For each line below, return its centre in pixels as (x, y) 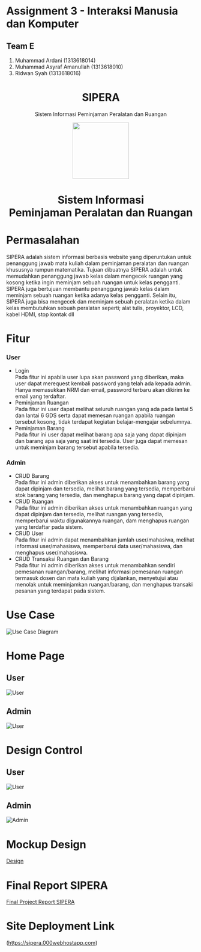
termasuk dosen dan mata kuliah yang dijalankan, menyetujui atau (96, 578)
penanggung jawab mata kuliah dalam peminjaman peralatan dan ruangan (97, 263)
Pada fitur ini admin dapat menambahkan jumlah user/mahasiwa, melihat (105, 540)
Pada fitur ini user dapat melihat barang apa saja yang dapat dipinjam (101, 435)
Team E (20, 46)
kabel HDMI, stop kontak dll (40, 314)
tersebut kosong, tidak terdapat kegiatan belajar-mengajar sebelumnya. (103, 421)
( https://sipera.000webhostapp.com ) (52, 943)
